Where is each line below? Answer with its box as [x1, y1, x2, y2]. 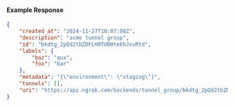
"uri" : [19, 87, 39, 94]
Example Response [6, 6, 64, 14]
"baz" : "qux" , [32, 53, 73, 61]
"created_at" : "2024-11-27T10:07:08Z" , [19, 28, 136, 35]
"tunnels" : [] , [19, 80, 64, 87]
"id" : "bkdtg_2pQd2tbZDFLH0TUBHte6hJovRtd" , [19, 41, 152, 48]
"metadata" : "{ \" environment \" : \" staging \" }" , [19, 74, 161, 81]
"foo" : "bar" [32, 61, 70, 68]
